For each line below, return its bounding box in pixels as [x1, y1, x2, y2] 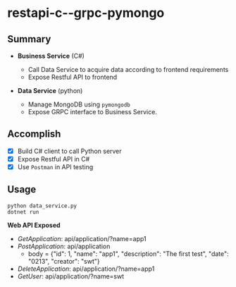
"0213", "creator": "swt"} [27, 257, 100, 265]
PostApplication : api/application [17, 242, 111, 250]
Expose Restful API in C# [17, 154, 90, 163]
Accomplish [7, 128, 61, 140]
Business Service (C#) [17, 51, 85, 60]
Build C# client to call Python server [17, 147, 122, 155]
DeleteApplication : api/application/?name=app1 [17, 264, 155, 273]
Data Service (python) [17, 87, 83, 94]
